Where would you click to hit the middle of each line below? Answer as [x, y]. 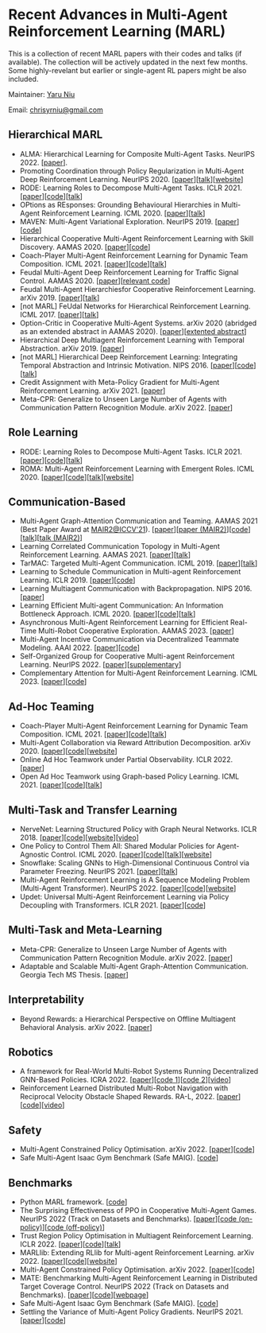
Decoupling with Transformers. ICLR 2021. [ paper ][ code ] [113, 905]
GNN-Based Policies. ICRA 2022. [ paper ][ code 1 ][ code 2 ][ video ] [125, 1080]
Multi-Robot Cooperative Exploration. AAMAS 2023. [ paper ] [136, 631]
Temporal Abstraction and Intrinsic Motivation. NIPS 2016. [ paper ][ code [137, 365]
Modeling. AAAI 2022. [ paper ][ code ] [80, 648]
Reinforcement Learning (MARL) [117, 31]
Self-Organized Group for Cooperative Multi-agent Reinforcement [127, 656]
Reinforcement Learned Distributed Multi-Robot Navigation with [124, 1088]
